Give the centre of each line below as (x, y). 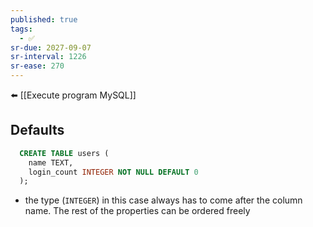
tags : (21, 29)
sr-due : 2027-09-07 (51, 47)
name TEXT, (51, 162)
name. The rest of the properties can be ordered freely (137, 211)
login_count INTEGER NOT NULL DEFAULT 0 (113, 172)
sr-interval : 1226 (48, 57)
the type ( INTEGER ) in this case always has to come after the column (163, 200)
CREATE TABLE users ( (64, 153)
